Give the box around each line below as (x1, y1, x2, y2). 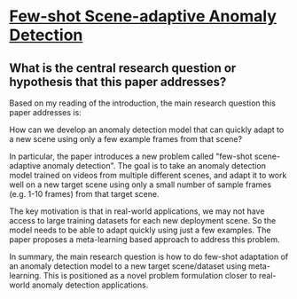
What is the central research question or (9, 60, 237, 75)
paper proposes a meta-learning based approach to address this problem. (9, 234, 281, 245)
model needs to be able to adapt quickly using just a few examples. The (9, 224, 271, 235)
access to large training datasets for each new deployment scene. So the (9, 216, 277, 225)
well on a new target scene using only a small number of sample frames (9, 179, 272, 190)
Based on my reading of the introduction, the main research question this (9, 98, 277, 108)
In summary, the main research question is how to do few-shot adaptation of (9, 251, 289, 262)
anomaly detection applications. (31, 279, 149, 290)
